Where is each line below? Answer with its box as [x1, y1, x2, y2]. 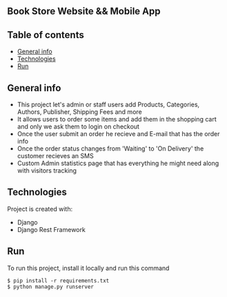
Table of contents [7, 29, 84, 41]
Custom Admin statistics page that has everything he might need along [17, 159, 219, 168]
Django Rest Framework [17, 225, 86, 233]
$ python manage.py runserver [7, 283, 95, 290]
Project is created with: [7, 204, 73, 213]
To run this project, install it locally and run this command [7, 264, 170, 272]
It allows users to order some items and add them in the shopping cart [17, 115, 217, 124]
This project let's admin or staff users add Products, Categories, [17, 100, 200, 109]
